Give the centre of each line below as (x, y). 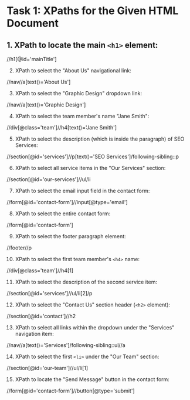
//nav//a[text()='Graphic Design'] (46, 105)
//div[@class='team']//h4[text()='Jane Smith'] (62, 127)
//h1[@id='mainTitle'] (32, 59)
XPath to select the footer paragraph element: (70, 236)
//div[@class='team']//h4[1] (40, 271)
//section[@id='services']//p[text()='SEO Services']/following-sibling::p (93, 156)
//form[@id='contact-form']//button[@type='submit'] (71, 391)
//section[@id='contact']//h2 (41, 316)
